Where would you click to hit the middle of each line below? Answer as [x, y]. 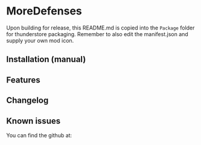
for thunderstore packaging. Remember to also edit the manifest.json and [97, 34]
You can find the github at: [39, 135]
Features [23, 80]
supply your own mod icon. [40, 40]
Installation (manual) [46, 59]
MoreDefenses [44, 11]
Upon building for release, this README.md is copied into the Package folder [101, 28]
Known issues [33, 121]
